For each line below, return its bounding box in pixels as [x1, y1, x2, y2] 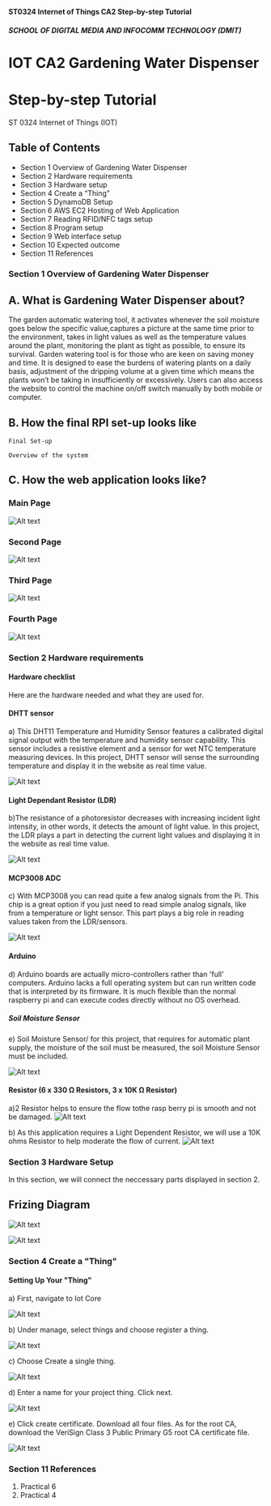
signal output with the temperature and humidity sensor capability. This [8, 735, 246, 745]
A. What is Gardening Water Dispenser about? [8, 293, 245, 307]
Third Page [8, 575, 53, 586]
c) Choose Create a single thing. [8, 1356, 116, 1366]
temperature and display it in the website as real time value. [8, 761, 207, 770]
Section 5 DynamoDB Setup [19, 197, 113, 206]
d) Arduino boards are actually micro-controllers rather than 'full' [8, 969, 224, 978]
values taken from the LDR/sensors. [8, 917, 128, 927]
